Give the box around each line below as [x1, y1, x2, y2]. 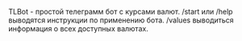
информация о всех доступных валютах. [8, 24, 149, 33]
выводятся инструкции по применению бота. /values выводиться [8, 15, 234, 25]
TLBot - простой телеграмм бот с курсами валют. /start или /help [8, 7, 233, 16]
